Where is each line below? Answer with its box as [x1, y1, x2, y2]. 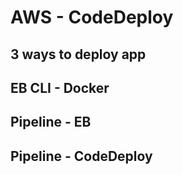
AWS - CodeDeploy [10, 6, 174, 29]
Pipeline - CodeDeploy [10, 147, 153, 165]
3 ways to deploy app [10, 46, 147, 63]
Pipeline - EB [10, 114, 92, 131]
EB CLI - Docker [10, 79, 110, 96]
